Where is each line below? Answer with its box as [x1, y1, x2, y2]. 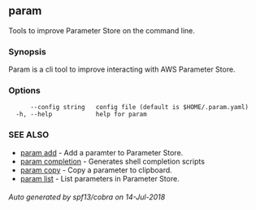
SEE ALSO [8, 129, 50, 141]
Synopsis [8, 46, 46, 57]
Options [8, 85, 41, 96]
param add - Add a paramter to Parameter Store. [20, 147, 184, 157]
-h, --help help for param [15, 111, 148, 119]
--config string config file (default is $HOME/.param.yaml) [29, 103, 249, 112]
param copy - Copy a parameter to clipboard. [20, 164, 172, 175]
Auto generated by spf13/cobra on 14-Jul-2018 [8, 192, 166, 202]
